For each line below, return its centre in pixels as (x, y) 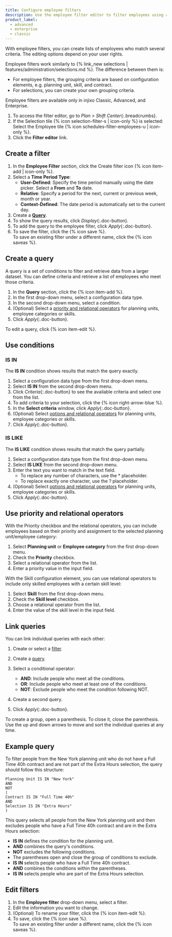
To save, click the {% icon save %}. (50, 919)
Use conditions (30, 345)
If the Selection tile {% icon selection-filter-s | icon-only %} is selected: (88, 121)
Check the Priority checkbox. (44, 557)
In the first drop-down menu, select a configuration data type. (78, 297)
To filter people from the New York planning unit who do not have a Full (80, 759)
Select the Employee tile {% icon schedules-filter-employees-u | (80, 127)
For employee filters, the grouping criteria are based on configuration (85, 79)
